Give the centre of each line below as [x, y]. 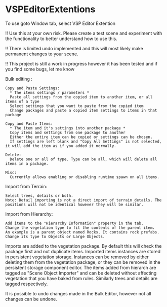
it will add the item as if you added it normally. [61, 146]
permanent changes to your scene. [42, 54]
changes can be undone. [31, 299]
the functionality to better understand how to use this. [61, 39]
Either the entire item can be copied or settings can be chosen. [81, 137]
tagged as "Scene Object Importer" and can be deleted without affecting [81, 273]
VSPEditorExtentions [50, 9]
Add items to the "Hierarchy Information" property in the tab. [74, 223]
